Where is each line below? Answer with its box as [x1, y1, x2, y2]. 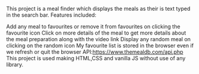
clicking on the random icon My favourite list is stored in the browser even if [6, 42, 194, 49]
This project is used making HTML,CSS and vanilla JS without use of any [6, 55, 186, 61]
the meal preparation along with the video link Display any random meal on [6, 36, 191, 42]
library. [6, 61, 24, 68]
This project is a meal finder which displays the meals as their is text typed [6, 5, 191, 12]
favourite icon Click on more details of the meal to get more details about [6, 29, 186, 36]
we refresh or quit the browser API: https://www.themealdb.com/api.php [6, 48, 184, 55]
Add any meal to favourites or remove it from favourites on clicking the [6, 23, 181, 30]
